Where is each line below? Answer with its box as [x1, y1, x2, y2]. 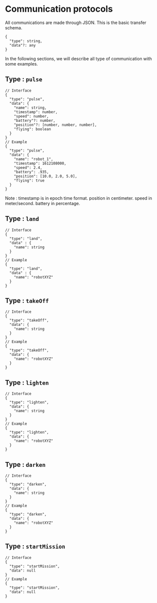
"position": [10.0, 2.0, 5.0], [14, 174, 78, 179]
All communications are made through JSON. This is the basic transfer [5, 20, 147, 25]
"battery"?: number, [14, 118, 56, 123]
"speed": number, [14, 114, 49, 118]
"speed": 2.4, [14, 165, 42, 170]
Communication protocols [5, 3, 113, 15]
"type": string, [9, 38, 42, 44]
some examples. [5, 61, 38, 67]
